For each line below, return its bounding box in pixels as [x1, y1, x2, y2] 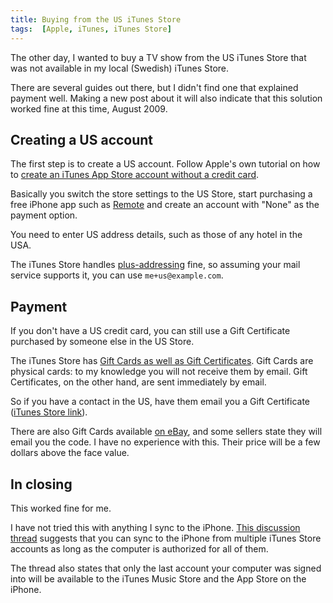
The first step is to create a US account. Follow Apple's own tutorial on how [10, 158, 321, 170]
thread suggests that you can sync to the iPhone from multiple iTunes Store [10, 532, 322, 544]
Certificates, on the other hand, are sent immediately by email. [10, 376, 267, 388]
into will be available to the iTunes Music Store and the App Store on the [10, 572, 307, 585]
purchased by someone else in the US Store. [10, 336, 195, 348]
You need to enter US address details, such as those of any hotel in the [10, 229, 303, 241]
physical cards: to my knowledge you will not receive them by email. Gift [10, 366, 308, 378]
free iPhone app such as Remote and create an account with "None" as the [10, 199, 320, 211]
